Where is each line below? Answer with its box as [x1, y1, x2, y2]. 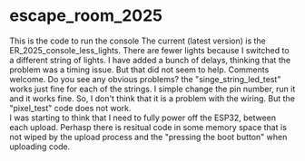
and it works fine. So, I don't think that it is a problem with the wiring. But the [9, 92, 295, 104]
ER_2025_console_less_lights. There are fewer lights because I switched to [9, 44, 290, 55]
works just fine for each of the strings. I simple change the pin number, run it [9, 83, 296, 94]
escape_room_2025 [9, 5, 163, 26]
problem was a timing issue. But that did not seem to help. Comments [9, 64, 270, 75]
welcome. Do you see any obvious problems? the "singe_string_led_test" [9, 73, 281, 84]
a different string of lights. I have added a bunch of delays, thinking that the [9, 54, 291, 65]
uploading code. [9, 141, 71, 152]
